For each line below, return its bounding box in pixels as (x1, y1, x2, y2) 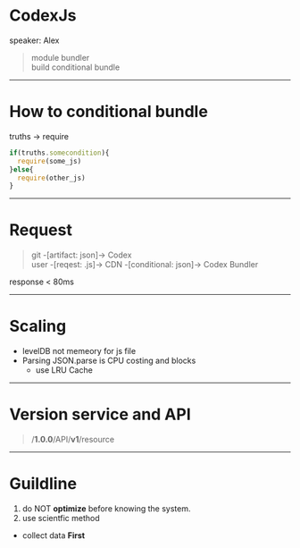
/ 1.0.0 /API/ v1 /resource (30, 434, 114, 445)
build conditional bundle (30, 62, 121, 72)
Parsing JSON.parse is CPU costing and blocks (21, 355, 196, 367)
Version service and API (9, 404, 192, 425)
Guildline (9, 474, 78, 494)
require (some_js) (17, 156, 82, 165)
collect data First (21, 530, 86, 541)
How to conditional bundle (9, 102, 208, 122)
